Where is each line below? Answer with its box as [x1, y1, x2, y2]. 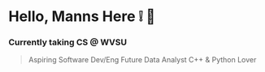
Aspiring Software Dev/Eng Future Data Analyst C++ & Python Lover [28, 55, 257, 65]
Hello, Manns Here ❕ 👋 [8, 7, 156, 26]
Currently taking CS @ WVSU [8, 36, 128, 48]
